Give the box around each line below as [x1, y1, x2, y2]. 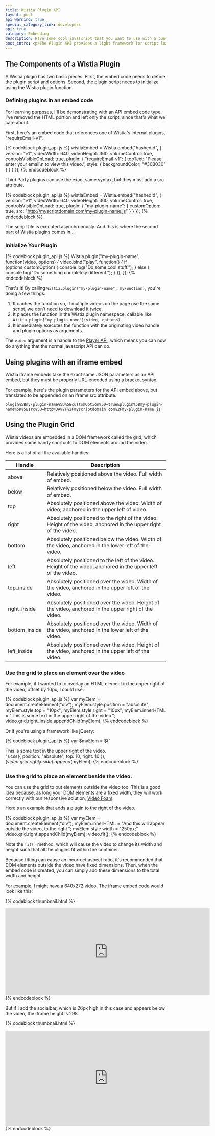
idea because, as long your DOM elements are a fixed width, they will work [5, 789, 163, 796]
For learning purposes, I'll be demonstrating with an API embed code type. [5, 109, 162, 115]
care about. [5, 119, 30, 125]
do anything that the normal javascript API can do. [5, 343, 111, 349]
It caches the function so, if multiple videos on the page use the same [12, 301, 160, 307]
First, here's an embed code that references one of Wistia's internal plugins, [5, 129, 165, 136]
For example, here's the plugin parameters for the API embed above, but [5, 387, 157, 393]
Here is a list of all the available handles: [5, 449, 90, 456]
